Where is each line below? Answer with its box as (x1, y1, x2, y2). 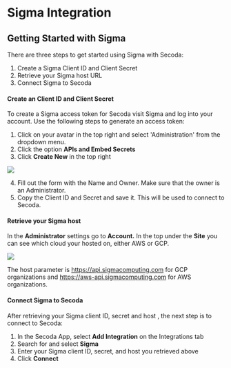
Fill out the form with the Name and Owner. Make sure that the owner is (17, 179, 221, 187)
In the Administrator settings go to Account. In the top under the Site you (7, 232, 218, 240)
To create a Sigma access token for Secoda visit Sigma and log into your (7, 110, 213, 118)
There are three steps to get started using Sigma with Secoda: (7, 50, 184, 59)
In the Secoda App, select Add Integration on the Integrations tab (17, 332, 204, 340)
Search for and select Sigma (17, 340, 99, 348)
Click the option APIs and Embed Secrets (17, 145, 136, 153)
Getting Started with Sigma (7, 32, 126, 44)
